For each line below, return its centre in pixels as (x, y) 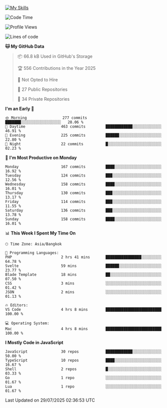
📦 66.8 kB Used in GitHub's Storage (55, 56)
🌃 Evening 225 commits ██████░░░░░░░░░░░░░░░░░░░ (83, 135)
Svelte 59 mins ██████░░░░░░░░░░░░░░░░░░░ (83, 266)
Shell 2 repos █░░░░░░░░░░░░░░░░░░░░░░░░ (83, 369)
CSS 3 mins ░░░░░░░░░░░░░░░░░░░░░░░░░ (83, 283)
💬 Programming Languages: (32, 253)
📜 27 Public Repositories (42, 89)
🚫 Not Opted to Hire (38, 80)
